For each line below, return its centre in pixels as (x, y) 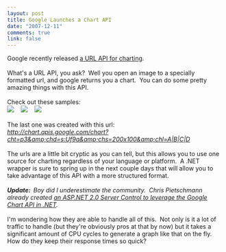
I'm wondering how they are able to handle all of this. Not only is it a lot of (112, 219)
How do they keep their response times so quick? (77, 241)
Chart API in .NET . (33, 205)
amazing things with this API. (48, 88)
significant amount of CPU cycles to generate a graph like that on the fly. (110, 234)
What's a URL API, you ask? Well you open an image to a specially (101, 73)
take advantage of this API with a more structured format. (88, 176)
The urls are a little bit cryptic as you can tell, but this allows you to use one (113, 154)
